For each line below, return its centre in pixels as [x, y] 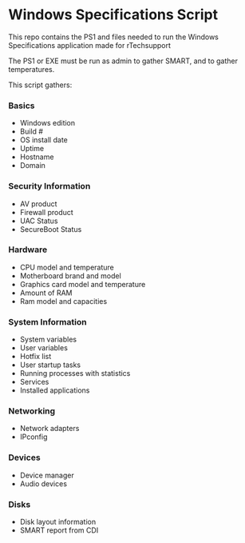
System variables [48, 339]
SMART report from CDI [59, 530]
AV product [38, 204]
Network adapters [49, 429]
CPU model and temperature [67, 267]
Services [34, 382]
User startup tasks [50, 365]
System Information [47, 321]
